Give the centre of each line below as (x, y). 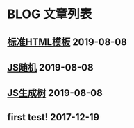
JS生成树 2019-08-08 (55, 93)
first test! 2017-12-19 (53, 117)
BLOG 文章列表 (50, 14)
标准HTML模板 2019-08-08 (67, 42)
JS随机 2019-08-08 (50, 67)
